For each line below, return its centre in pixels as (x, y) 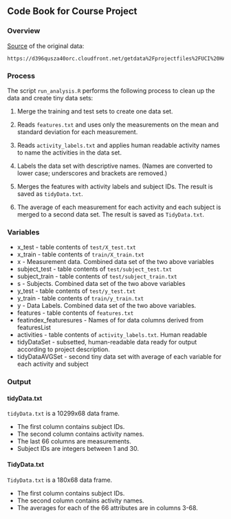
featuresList (34, 328)
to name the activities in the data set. (69, 152)
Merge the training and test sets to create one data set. (95, 111)
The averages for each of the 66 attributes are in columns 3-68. (107, 507)
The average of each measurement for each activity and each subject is (119, 207)
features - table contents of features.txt (75, 313)
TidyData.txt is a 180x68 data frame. (60, 480)
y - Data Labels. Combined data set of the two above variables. (107, 306)
